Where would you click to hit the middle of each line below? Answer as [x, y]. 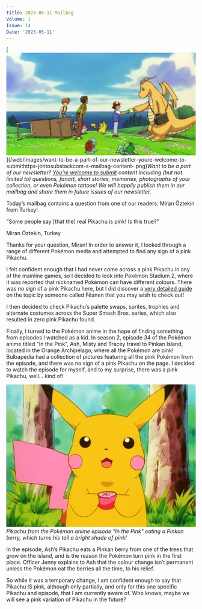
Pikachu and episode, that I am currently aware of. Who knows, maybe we [98, 593]
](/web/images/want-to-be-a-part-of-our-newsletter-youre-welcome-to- [97, 160]
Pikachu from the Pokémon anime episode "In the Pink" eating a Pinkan [95, 531]
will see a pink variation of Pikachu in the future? [66, 599]
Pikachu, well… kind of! [35, 376]
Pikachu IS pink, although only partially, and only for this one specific [92, 587]
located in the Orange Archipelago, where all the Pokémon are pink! [90, 350]
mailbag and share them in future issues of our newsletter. [79, 192]
